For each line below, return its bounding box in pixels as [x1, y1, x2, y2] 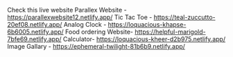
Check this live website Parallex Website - [7, 6, 127, 14]
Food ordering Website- [64, 27, 134, 36]
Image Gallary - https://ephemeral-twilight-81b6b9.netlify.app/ [7, 43, 186, 50]
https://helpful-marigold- [135, 27, 206, 36]
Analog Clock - [63, 21, 107, 28]
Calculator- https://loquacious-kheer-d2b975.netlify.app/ [62, 35, 226, 43]
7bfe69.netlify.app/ [7, 35, 62, 43]
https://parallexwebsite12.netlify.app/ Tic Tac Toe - [7, 13, 153, 21]
